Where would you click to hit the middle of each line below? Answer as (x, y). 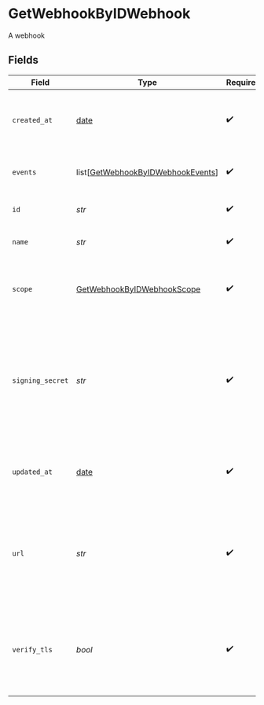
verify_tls (32, 650)
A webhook (27, 35)
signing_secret (40, 380)
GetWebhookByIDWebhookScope (138, 289)
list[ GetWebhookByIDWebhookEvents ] (147, 172)
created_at (32, 120)
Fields (24, 60)
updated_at (32, 472)
